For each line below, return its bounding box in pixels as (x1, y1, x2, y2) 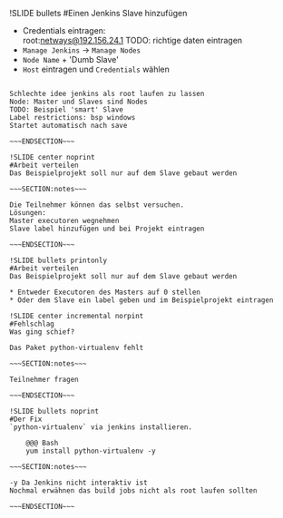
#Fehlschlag (9, 319, 54, 328)
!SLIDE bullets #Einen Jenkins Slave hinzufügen (9, 8, 188, 18)
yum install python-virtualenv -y (25, 446, 156, 455)
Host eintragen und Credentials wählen (22, 64, 171, 74)
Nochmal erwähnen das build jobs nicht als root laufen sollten (9, 486, 258, 495)
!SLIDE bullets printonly (9, 256, 107, 265)
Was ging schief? (9, 327, 75, 337)
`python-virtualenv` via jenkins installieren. (9, 423, 193, 432)
